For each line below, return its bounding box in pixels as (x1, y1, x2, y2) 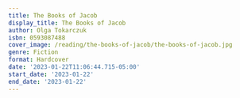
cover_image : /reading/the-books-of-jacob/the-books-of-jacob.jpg (8, 41, 233, 49)
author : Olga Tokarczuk (8, 26, 87, 34)
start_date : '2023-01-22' (8, 70, 94, 78)
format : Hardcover (8, 56, 69, 64)
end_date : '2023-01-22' (8, 77, 87, 85)
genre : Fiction (8, 48, 59, 56)
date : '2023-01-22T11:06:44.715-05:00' (8, 63, 141, 71)
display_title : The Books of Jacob (8, 19, 126, 27)
